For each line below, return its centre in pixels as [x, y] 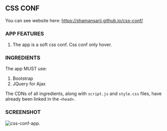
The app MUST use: [26, 69]
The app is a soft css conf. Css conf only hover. [62, 45]
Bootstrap [23, 78]
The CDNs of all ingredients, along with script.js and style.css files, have [83, 94]
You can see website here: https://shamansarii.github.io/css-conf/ [74, 20]
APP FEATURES [25, 33]
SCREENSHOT [23, 112]
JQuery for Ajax [29, 84]
